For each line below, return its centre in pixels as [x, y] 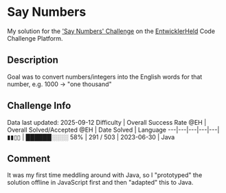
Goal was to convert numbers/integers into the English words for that [105, 77]
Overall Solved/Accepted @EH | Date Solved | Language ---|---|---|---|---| [113, 130]
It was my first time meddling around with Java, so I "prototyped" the [105, 175]
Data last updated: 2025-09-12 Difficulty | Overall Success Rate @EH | [107, 122]
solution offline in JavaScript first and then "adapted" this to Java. [100, 183]
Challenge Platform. [35, 38]
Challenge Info [39, 106]
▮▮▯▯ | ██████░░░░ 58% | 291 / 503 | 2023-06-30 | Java [91, 137]
